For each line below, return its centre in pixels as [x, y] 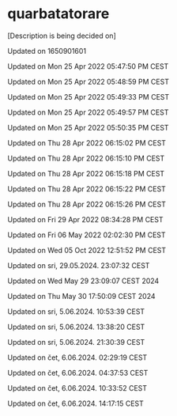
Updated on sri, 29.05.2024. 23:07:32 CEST [79, 265]
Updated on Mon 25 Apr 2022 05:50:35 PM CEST [88, 127]
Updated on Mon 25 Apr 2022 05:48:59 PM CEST [88, 81]
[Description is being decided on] [62, 36]
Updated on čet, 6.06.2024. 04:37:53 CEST [78, 373]
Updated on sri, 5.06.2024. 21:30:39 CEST [76, 342]
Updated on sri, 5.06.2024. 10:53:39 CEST [76, 311]
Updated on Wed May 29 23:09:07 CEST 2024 [83, 281]
